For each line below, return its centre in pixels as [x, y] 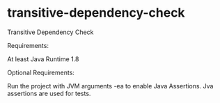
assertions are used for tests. [49, 93]
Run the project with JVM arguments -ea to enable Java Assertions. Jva [110, 86]
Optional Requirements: [41, 72]
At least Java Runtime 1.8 [43, 59]
